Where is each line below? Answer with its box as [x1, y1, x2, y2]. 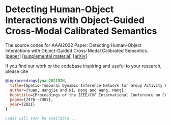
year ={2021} [10, 102, 36, 107]
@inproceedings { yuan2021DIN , [5, 78, 67, 83]
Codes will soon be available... [5, 116, 76, 121]
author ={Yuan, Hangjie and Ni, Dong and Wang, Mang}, [10, 88, 126, 93]
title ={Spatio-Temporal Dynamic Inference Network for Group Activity [10, 83, 163, 88]
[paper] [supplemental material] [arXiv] [5, 53, 88, 59]
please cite [5, 68, 28, 74]
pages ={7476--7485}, [10, 97, 53, 103]
